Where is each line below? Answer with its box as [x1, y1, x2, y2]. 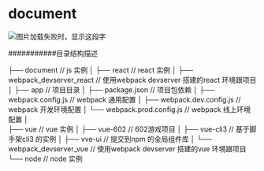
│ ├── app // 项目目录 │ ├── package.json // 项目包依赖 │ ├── [8, 84, 215, 95]
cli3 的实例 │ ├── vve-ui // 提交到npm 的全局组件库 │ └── [21, 134, 212, 143]
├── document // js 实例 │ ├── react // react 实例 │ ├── [8, 65, 194, 75]
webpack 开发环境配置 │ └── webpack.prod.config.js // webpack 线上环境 [8, 104, 251, 114]
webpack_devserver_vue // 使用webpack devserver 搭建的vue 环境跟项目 [8, 143, 247, 154]
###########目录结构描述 [8, 48, 99, 58]
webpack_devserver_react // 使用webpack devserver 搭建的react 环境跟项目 [8, 75, 257, 84]
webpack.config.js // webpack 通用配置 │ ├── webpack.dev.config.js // [8, 95, 241, 104]
